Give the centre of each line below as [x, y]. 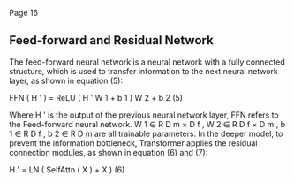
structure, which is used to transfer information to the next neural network [143, 71]
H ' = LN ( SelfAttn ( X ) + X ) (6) [67, 169]
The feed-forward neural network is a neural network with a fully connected [147, 62]
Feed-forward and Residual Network [111, 40]
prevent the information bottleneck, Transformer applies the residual [133, 143]
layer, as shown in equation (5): [66, 80]
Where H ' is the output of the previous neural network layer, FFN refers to [144, 115]
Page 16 [23, 13]
